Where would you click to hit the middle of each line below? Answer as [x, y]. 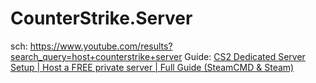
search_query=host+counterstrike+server [96, 56]
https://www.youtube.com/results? [101, 46]
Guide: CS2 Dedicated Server [245, 56]
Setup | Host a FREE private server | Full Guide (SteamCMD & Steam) [152, 67]
